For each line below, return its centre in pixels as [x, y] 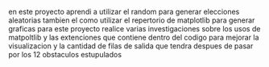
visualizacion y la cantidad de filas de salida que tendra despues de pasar [131, 46]
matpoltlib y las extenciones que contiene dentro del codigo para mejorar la [134, 37]
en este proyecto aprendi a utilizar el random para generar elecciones [124, 12]
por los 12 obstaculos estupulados [65, 54]
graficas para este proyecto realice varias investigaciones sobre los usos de [134, 29]
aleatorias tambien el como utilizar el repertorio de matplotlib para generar [132, 20]
